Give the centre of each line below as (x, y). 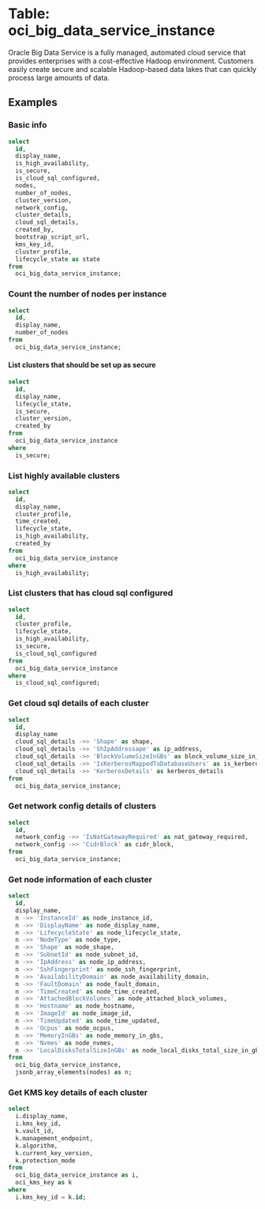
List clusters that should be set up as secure (82, 365)
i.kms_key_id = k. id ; (51, 1197)
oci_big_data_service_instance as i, (77, 1175)
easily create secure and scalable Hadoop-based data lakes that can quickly (132, 69)
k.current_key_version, (54, 1153)
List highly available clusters (64, 475)
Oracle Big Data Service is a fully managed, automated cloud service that (127, 52)
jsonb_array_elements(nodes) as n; (74, 1072)
